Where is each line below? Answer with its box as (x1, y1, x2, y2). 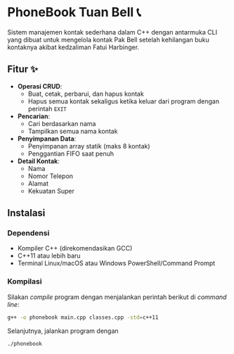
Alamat (27, 179, 49, 187)
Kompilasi (7, 277, 42, 286)
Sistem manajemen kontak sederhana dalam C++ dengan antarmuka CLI (7, 27, 218, 36)
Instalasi (7, 207, 46, 219)
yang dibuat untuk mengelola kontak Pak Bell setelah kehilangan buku (7, 35, 209, 44)
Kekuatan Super (27, 187, 75, 195)
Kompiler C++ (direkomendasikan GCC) (17, 244, 133, 253)
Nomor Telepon (27, 172, 74, 180)
